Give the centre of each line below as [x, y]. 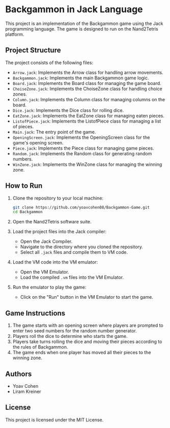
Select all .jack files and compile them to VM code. [74, 252]
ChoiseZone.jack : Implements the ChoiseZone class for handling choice [88, 89]
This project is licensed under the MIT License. [54, 420]
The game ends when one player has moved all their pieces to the [82, 353]
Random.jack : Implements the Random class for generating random [82, 153]
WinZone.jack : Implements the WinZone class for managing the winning [87, 164]
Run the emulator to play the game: [49, 287]
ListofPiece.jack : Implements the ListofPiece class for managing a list [87, 121]
